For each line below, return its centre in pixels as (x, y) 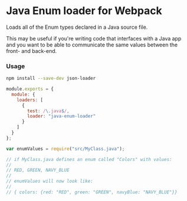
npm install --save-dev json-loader (51, 78)
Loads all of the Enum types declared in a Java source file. (77, 27)
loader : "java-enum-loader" (61, 116)
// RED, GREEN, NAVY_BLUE (38, 170)
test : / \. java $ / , (48, 111)
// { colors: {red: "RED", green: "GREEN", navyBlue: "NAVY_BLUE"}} (92, 192)
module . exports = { (30, 89)
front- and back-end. (31, 51)
